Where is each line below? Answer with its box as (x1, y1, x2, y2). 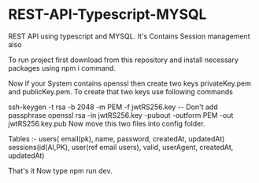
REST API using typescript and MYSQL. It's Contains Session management (8, 31, 250, 41)
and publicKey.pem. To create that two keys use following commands (8, 86, 234, 96)
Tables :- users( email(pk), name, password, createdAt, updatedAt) (8, 134, 225, 143)
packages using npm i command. (8, 63, 117, 72)
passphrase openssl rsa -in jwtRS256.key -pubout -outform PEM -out (8, 110, 234, 119)
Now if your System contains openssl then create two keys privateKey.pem (8, 79, 252, 88)
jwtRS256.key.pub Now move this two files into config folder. (8, 119, 205, 128)
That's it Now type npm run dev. (8, 166, 113, 175)
